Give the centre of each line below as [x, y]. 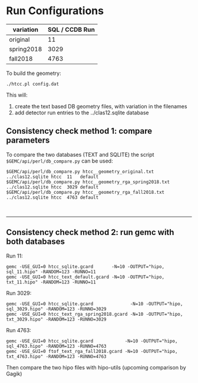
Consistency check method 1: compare [79, 131]
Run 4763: [19, 330]
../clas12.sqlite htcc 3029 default [52, 187]
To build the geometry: [34, 73]
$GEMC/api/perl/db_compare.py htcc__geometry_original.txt [80, 171]
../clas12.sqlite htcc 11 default [52, 177]
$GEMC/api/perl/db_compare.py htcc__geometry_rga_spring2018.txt [88, 182]
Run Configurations [55, 11]
